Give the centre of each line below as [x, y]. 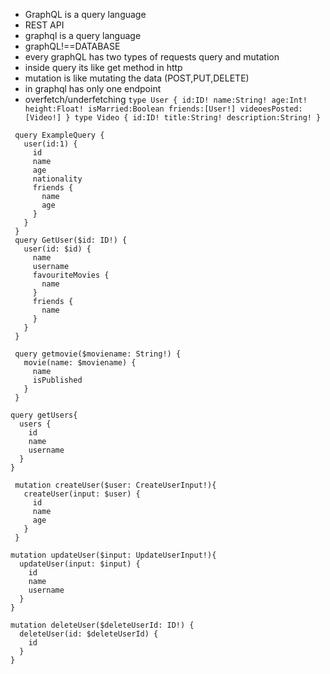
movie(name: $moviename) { [80, 363]
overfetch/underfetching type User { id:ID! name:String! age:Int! [166, 99]
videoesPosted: [271, 109]
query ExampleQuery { [59, 135]
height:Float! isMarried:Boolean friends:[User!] [130, 109]
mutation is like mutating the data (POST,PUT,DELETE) [137, 78]
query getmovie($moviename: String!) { [98, 354]
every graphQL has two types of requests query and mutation [152, 57]
